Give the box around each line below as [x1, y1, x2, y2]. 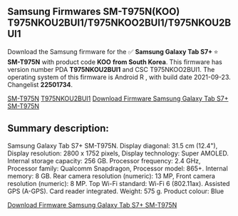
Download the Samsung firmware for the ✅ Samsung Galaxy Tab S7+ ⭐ [7, 47, 219, 56]
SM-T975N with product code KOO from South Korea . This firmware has [7, 57, 222, 66]
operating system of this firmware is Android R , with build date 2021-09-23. [7, 73, 232, 81]
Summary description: [7, 123, 109, 135]
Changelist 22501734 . [7, 80, 73, 88]
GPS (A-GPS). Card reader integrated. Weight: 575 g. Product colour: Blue [7, 187, 224, 195]
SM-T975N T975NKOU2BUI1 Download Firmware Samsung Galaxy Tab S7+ [7, 94, 229, 103]
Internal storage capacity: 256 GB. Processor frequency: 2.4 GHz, [7, 156, 201, 165]
